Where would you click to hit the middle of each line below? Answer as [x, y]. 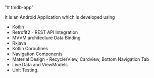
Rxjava [19, 43]
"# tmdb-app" [19, 7]
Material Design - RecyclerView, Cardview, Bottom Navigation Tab [81, 59]
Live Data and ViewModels [40, 65]
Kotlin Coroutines [30, 48]
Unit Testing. [25, 70]
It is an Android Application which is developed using [60, 17]
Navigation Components [37, 54]
